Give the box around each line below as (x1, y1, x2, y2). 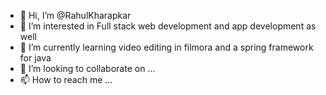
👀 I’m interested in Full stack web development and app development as (19, 20, 317, 32)
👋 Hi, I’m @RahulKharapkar (19, 10, 132, 21)
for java (19, 52, 52, 64)
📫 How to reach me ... (19, 74, 113, 85)
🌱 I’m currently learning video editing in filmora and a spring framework (19, 41, 314, 53)
